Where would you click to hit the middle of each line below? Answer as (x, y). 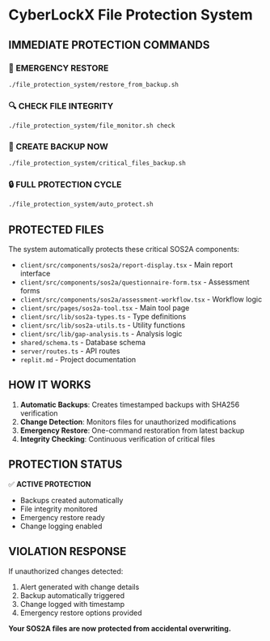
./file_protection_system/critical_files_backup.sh (97, 164)
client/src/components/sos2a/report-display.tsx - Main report (126, 265)
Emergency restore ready (62, 517)
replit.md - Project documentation (78, 360)
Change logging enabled (61, 526)
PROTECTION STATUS (65, 465)
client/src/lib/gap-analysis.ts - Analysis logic (101, 334)
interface (35, 274)
